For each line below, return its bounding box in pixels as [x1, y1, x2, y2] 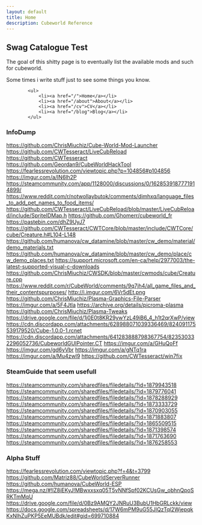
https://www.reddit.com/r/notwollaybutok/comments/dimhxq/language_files [6, 193, 194, 200]
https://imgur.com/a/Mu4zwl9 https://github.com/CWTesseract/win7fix [6, 352, 183, 360]
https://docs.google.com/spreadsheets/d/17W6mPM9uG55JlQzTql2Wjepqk [6, 506, 194, 513]
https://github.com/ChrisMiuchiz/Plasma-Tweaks [6, 308, 128, 315]
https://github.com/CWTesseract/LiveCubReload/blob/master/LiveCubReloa [6, 206, 195, 213]
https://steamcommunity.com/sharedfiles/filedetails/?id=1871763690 [6, 432, 177, 440]
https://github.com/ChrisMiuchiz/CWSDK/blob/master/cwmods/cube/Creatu [6, 269, 196, 277]
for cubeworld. [6, 64, 43, 72]
